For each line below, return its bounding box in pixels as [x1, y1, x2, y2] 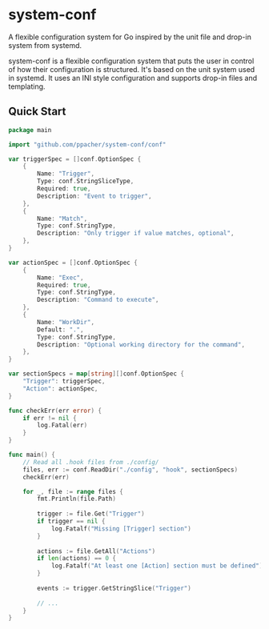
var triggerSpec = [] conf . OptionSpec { [8, 154, 142, 163]
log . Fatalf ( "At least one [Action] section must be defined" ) [50, 562, 263, 570]
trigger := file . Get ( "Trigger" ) [37, 510, 146, 518]
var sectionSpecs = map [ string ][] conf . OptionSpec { [8, 370, 184, 378]
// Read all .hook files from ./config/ [22, 458, 159, 466]
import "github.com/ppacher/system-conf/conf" [8, 140, 167, 149]
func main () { [8, 451, 56, 459]
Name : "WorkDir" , [37, 318, 94, 326]
